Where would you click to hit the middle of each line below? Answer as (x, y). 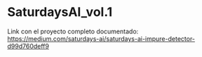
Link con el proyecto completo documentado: (73, 31)
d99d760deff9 (28, 46)
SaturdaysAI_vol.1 (60, 12)
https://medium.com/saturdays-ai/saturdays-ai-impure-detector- (101, 38)
